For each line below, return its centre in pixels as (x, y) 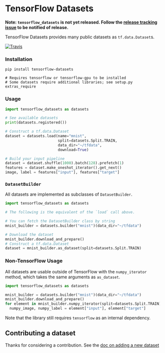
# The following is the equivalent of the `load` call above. (70, 212)
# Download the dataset (29, 235)
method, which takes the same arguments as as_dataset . (63, 277)
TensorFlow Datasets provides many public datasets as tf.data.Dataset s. (80, 37)
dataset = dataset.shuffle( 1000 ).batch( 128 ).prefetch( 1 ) (65, 163)
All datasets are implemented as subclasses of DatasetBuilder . (69, 194)
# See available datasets (31, 118)
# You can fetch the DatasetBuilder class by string (60, 221)
